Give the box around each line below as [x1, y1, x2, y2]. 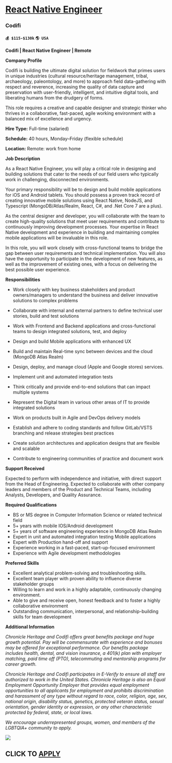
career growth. [5, 661, 37, 667]
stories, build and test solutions [12, 313, 80, 319]
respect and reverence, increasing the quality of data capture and [5, 84, 144, 90]
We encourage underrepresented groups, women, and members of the [5, 719, 156, 725]
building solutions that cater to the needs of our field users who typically [5, 171, 159, 177]
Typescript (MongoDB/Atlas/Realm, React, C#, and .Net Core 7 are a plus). [5, 203, 163, 209]
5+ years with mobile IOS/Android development [12, 523, 113, 529]
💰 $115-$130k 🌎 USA [5, 36, 49, 41]
